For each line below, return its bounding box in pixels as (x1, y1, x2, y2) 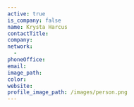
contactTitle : (7, 30, 49, 37)
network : (7, 43, 33, 50)
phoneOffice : (7, 56, 46, 63)
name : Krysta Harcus (7, 23, 68, 30)
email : (7, 63, 27, 70)
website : (7, 82, 33, 89)
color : (7, 75, 27, 83)
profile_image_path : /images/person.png (7, 89, 128, 96)
